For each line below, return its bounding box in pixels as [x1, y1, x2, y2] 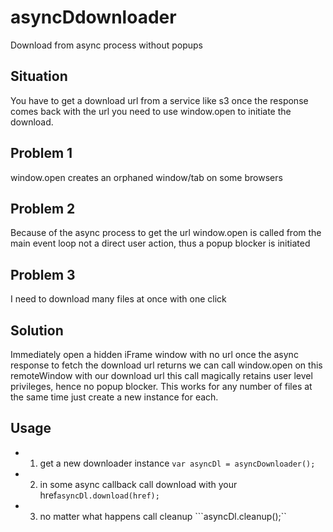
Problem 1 [10, 145, 73, 162]
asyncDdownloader [10, 6, 177, 29]
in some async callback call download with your [39, 478, 238, 490]
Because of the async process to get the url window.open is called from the [10, 227, 322, 239]
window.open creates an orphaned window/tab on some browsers [10, 171, 283, 183]
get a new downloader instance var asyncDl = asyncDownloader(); [39, 457, 316, 469]
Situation [10, 68, 68, 85]
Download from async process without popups [10, 39, 203, 51]
